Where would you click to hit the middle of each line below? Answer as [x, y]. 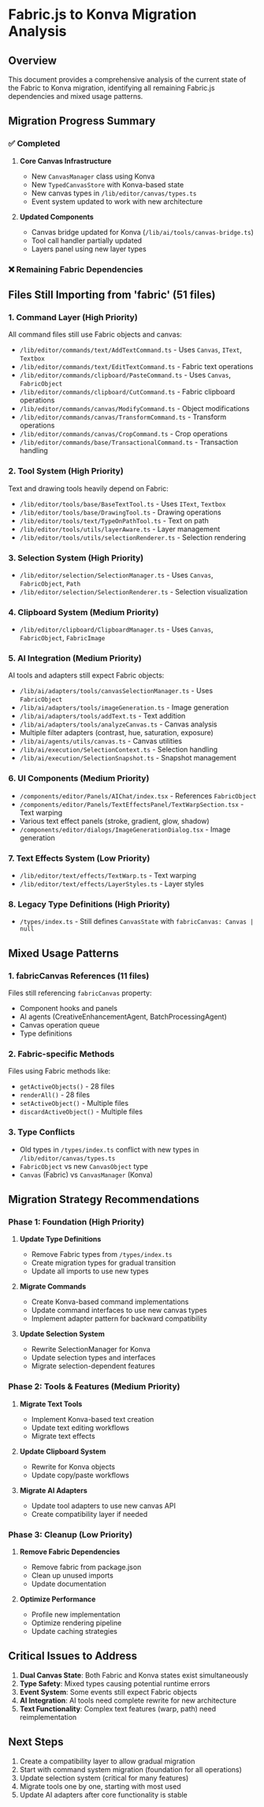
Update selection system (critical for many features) [104, 1778]
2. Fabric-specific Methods [61, 1054]
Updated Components [57, 217]
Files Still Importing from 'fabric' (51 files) [112, 295]
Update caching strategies [74, 1631]
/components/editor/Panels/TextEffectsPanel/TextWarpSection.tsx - [132, 804]
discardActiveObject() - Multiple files [81, 1111]
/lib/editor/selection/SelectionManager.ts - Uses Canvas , [116, 575]
